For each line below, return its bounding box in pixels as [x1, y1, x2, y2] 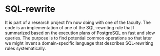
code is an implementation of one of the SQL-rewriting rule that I [5, 24, 135, 30]
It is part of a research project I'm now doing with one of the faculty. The [5, 19, 151, 25]
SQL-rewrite [5, 3, 56, 15]
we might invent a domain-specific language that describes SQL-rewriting [5, 40, 154, 46]
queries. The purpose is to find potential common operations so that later [5, 35, 152, 41]
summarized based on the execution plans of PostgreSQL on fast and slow [5, 30, 155, 36]
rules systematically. [5, 45, 46, 51]
